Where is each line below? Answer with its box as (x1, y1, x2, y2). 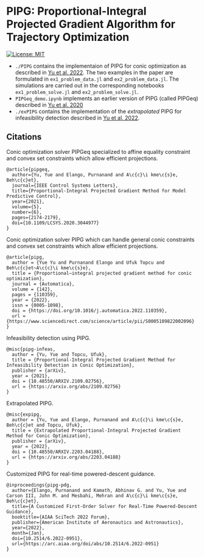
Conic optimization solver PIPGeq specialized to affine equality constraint (6, 148, 191, 155)
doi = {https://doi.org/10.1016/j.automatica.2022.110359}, (12, 307, 167, 314)
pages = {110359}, (12, 291, 59, 297)
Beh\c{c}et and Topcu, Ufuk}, (6, 422, 83, 428)
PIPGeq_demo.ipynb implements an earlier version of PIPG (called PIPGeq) (15, 95, 199, 102)
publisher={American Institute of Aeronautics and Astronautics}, (12, 519, 184, 526)
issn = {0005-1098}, (12, 302, 64, 308)
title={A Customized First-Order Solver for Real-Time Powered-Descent (12, 503, 198, 509)
